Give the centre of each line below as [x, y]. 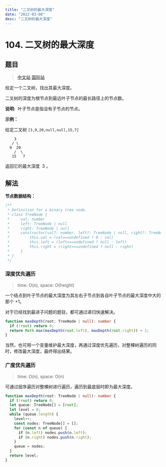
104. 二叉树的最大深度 [50, 45]
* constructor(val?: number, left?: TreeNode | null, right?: [77, 233]
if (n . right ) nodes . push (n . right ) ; [55, 437]
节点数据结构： [20, 196]
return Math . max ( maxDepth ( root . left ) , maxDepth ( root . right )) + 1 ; [79, 331]
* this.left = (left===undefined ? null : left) [67, 242]
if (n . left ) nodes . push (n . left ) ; [53, 432]
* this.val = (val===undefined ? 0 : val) [60, 237]
